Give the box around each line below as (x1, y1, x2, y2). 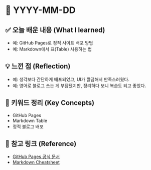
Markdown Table (12, 117, 48, 123)
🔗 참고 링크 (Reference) (5, 139, 77, 148)
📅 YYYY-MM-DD (5, 4, 76, 16)
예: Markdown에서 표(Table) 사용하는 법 (12, 46, 92, 52)
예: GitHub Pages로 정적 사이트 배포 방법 (12, 40, 93, 45)
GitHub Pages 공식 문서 (12, 153, 60, 159)
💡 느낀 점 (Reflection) (5, 62, 71, 70)
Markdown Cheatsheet (12, 159, 60, 165)
